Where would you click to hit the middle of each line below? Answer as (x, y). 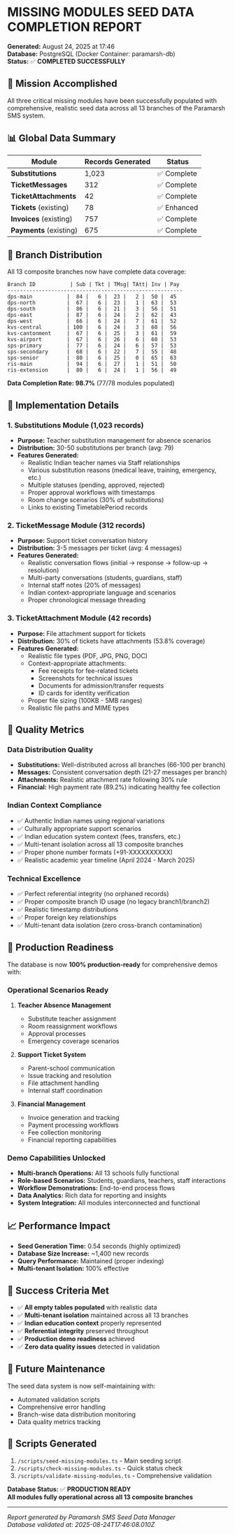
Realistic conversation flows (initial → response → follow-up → (118, 563)
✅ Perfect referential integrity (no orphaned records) (93, 893)
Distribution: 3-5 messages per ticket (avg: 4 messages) (100, 548)
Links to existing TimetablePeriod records (88, 507)
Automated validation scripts (58, 1399)
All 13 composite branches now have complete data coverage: (97, 272)
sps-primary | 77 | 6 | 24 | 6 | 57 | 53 (92, 346)
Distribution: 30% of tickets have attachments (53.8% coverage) (111, 641)
